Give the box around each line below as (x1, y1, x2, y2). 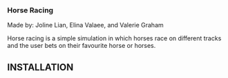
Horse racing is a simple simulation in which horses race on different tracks (7, 34, 222, 42)
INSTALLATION (7, 61, 74, 73)
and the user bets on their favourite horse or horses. (7, 42, 156, 50)
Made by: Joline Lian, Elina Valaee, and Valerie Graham (7, 21, 164, 29)
